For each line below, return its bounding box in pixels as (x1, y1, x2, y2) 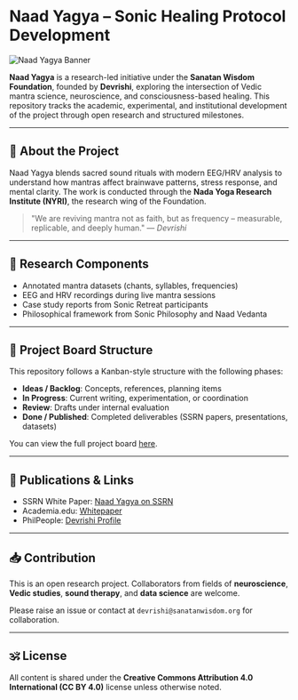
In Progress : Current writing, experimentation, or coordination (21, 393, 249, 404)
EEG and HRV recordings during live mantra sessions (21, 289, 216, 300)
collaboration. (9, 615, 59, 624)
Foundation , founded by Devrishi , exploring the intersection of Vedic (9, 81, 263, 92)
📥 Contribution (9, 550, 96, 566)
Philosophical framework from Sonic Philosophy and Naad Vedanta (21, 309, 268, 319)
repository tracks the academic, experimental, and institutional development (9, 100, 287, 110)
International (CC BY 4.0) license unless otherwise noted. (9, 681, 222, 692)
